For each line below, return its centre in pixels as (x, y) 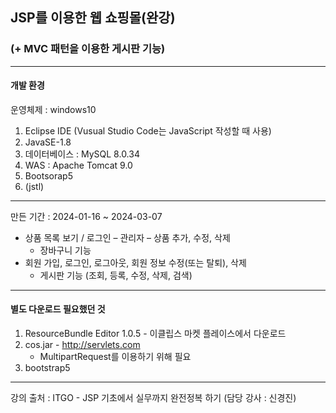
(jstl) (34, 186)
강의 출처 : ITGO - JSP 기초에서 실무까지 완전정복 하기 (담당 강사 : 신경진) (153, 398)
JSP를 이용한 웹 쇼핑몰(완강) (93, 18)
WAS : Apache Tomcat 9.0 (78, 165)
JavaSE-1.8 (48, 142)
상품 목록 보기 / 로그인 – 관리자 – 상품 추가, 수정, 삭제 (127, 237)
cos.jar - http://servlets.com (82, 345)
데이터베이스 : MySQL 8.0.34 (82, 154)
